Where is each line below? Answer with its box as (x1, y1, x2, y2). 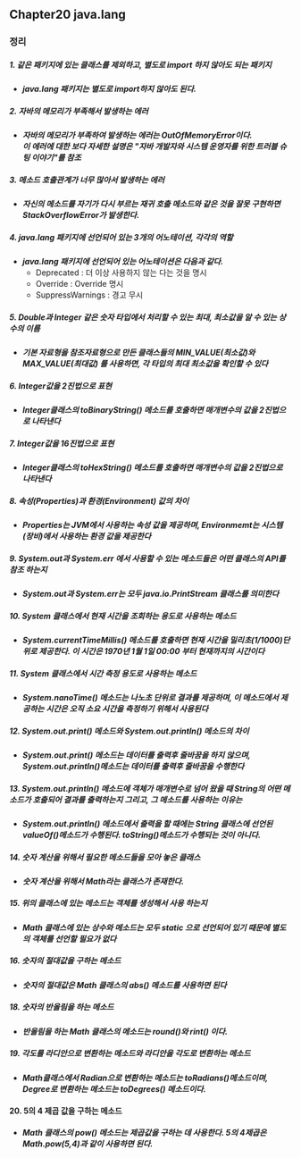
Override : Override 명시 (35, 279, 124, 289)
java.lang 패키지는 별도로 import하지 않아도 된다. (21, 84, 196, 95)
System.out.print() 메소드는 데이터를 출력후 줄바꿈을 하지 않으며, (21, 750, 251, 760)
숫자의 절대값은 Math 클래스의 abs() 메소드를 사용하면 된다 (21, 979, 228, 990)
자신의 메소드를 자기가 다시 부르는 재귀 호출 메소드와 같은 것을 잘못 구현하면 (21, 198, 281, 209)
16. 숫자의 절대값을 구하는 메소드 (9, 955, 121, 966)
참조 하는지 (9, 564, 47, 575)
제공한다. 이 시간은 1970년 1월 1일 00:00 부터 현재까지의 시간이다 (38, 646, 265, 656)
